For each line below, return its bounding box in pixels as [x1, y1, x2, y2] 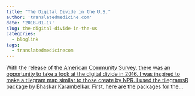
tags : [6, 42, 20, 48]
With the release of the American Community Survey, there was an [6, 64, 170, 71]
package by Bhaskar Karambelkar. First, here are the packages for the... [6, 83, 184, 90]
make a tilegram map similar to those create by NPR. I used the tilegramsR [6, 76, 189, 83]
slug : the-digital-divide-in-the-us [6, 25, 97, 32]
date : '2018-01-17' [6, 20, 55, 26]
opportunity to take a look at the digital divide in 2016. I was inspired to [6, 70, 181, 78]
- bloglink [11, 36, 39, 42]
